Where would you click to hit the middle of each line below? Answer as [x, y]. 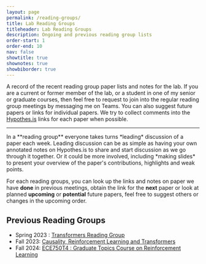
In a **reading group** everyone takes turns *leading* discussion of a [95, 137]
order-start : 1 [26, 41]
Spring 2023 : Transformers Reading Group [70, 235]
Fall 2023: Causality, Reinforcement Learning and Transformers [95, 242]
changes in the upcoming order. [47, 201]
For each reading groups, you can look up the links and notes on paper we [100, 181]
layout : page [23, 12]
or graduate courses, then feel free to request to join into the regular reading [103, 99]
